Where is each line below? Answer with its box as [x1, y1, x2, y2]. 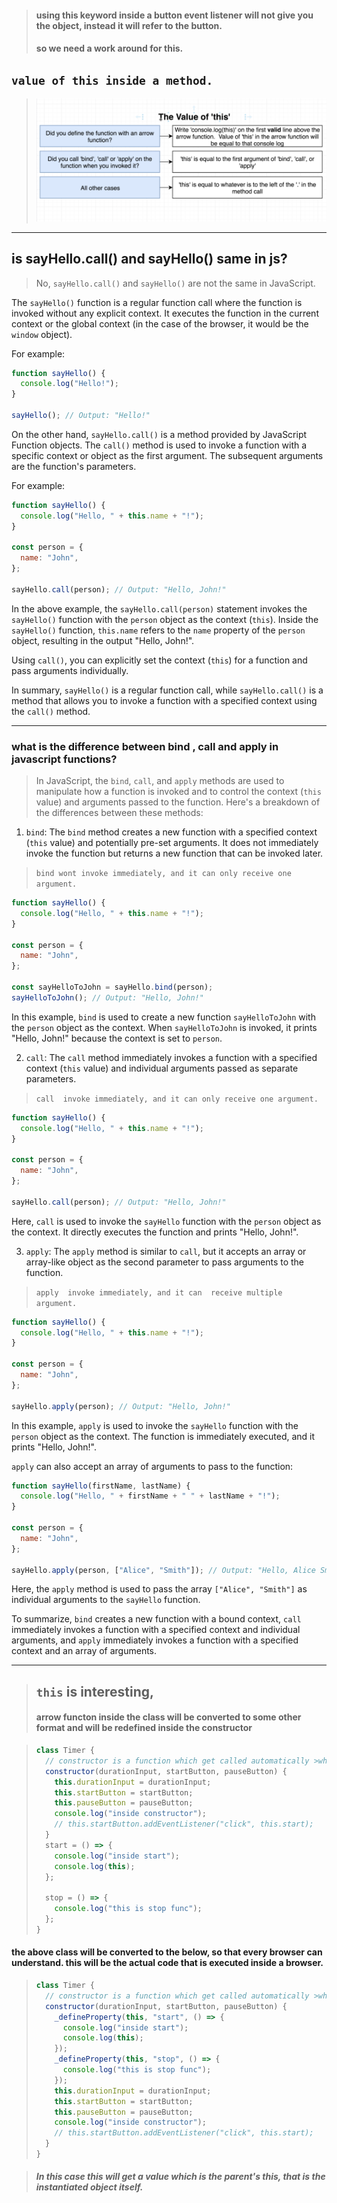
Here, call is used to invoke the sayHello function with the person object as [11, 1215, 322, 1227]
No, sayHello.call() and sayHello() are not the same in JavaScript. [35, 277, 316, 289]
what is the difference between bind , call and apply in [11, 739, 279, 753]
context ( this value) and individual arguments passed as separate [25, 1062, 299, 1074]
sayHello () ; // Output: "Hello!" [11, 411, 151, 421]
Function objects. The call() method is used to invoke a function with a [11, 439, 308, 451]
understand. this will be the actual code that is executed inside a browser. [11, 1957, 324, 1969]
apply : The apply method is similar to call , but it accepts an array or [25, 1245, 307, 1257]
